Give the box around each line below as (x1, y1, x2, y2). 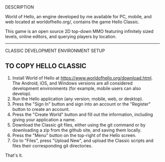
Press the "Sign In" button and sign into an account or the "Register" (12, 101, 151, 107)
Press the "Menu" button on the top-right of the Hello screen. (12, 132, 137, 138)
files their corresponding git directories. (12, 142, 93, 149)
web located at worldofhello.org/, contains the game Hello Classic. (5, 19, 140, 25)
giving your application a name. (12, 116, 76, 122)
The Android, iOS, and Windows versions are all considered (12, 80, 133, 86)
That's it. (5, 152, 23, 158)
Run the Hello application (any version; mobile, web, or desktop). (12, 96, 143, 102)
